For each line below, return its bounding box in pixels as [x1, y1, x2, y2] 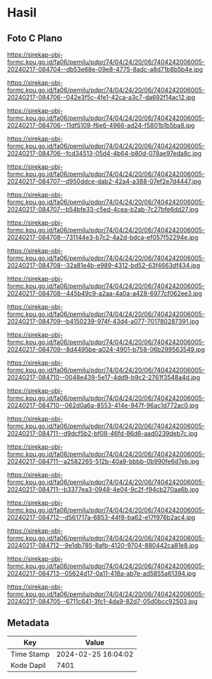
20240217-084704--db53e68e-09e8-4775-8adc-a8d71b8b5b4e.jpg [7, 65, 203, 73]
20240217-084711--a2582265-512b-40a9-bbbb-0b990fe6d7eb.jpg [7, 457, 200, 465]
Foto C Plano [7, 32, 63, 44]
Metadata [7, 617, 50, 629]
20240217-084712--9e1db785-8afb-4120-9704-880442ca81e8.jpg [7, 541, 198, 549]
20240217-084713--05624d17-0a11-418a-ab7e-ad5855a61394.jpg [7, 569, 196, 577]
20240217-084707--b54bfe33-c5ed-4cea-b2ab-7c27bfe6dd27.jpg [7, 205, 199, 213]
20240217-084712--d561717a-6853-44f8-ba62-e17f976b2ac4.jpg [7, 514, 195, 521]
